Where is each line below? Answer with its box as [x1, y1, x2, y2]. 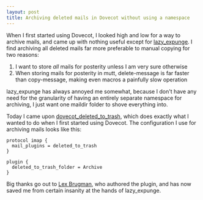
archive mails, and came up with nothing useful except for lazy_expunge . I [6, 38, 193, 45]
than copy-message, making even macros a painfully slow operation [15, 76, 188, 83]
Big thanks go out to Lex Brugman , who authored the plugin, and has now [6, 180, 191, 187]
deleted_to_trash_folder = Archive [12, 164, 103, 170]
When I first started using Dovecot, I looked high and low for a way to [6, 31, 181, 39]
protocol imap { [6, 137, 48, 144]
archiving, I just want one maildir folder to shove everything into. [6, 100, 168, 108]
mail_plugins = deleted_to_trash [12, 143, 97, 149]
